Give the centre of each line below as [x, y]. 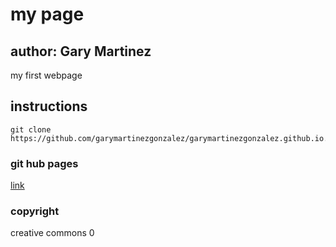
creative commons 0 [52, 233]
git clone [31, 129]
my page [47, 14]
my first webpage [46, 75]
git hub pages [44, 163]
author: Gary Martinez [81, 51]
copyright [35, 211]
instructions [49, 106]
